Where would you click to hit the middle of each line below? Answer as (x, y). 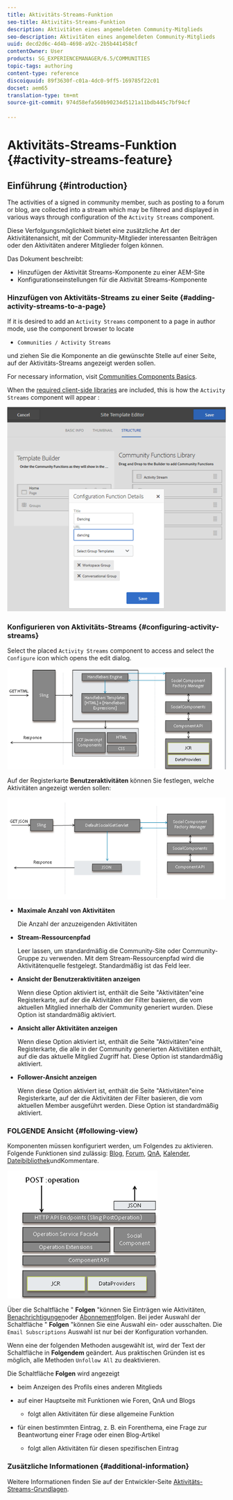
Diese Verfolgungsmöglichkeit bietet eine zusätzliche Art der (94, 230)
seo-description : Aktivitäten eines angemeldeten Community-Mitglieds (111, 37)
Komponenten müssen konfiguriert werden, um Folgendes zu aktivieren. (110, 1146)
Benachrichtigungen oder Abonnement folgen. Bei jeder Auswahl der (104, 1317)
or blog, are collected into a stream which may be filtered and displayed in (113, 210)
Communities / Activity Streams (64, 343)
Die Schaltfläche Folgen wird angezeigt (63, 1373)
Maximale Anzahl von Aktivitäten (66, 911)
